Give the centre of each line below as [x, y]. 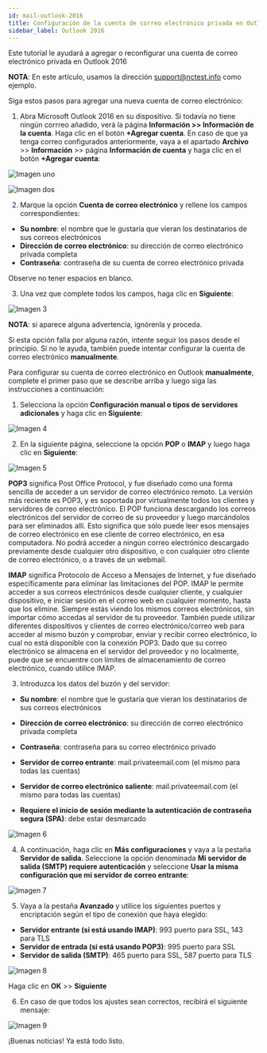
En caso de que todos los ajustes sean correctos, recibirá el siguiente [133, 1002]
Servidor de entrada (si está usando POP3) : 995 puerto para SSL [128, 947]
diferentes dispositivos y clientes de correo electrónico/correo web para [126, 626]
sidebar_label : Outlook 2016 [56, 30]
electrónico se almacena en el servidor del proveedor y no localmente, [124, 651]
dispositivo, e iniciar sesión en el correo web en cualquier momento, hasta [130, 601]
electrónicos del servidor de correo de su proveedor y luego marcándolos [129, 517]
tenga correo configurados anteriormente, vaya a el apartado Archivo [134, 142]
